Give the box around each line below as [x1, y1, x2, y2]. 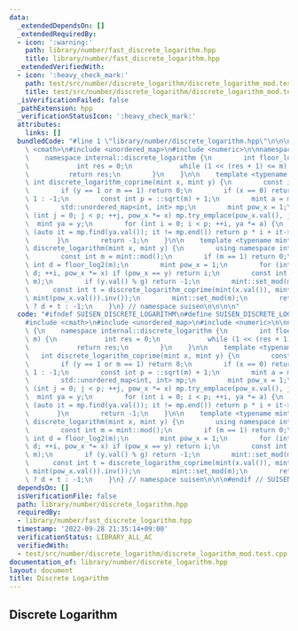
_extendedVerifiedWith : [17, 63, 105, 72]
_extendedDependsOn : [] [17, 21, 105, 30]
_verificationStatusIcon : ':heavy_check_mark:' [17, 112, 197, 121]
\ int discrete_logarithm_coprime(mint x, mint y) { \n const [25, 178, 284, 187]
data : [9, 12, 29, 22]
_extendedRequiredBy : [17, 29, 98, 38]
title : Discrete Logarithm [9, 574, 109, 583]
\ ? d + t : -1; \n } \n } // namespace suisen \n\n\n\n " [25, 302, 240, 311]
